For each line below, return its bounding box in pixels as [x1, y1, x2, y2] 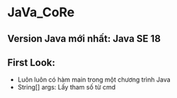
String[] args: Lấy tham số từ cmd [17, 83, 116, 92]
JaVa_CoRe [7, 4, 75, 21]
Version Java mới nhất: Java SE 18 [7, 33, 161, 45]
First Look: [7, 56, 55, 68]
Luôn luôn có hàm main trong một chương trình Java [17, 75, 171, 84]
